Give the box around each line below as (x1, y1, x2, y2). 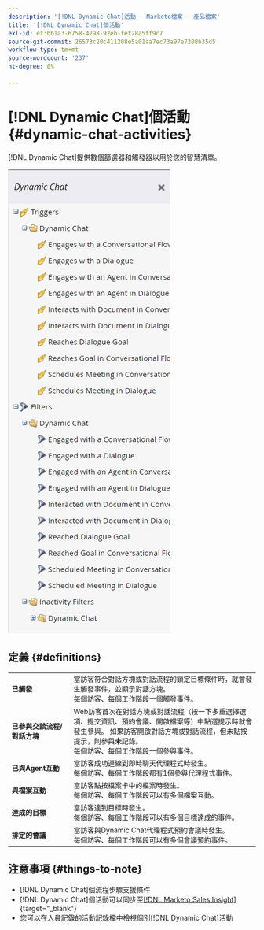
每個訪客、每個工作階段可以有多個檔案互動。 (73, 791, 218, 799)
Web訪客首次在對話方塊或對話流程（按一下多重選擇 (73, 706, 240, 716)
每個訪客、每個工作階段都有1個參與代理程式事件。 (73, 768, 237, 777)
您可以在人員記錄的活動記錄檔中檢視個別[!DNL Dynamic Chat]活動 (19, 913, 233, 922)
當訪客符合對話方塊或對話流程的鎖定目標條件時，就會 (73, 674, 246, 684)
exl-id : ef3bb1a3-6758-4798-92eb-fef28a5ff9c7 (8, 29, 163, 37)
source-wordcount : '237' (8, 54, 90, 62)
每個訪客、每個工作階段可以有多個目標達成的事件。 (73, 813, 239, 822)
